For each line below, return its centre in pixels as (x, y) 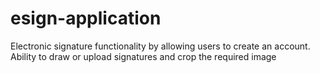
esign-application (86, 18)
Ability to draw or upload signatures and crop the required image (143, 56)
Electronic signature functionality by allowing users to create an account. (160, 46)
